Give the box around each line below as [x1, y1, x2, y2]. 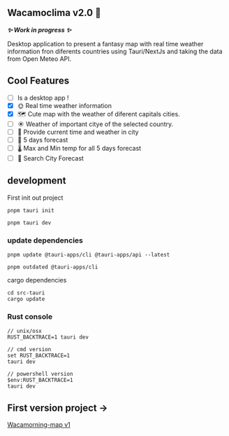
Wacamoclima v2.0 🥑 [7, 7, 101, 19]
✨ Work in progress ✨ [7, 25, 72, 34]
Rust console [7, 312, 53, 322]
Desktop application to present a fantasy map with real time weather [7, 39, 204, 48]
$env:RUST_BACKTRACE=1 [7, 376, 73, 384]
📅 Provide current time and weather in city [17, 128, 139, 136]
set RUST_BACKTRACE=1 [7, 352, 71, 360]
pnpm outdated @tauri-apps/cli [7, 264, 98, 271]
